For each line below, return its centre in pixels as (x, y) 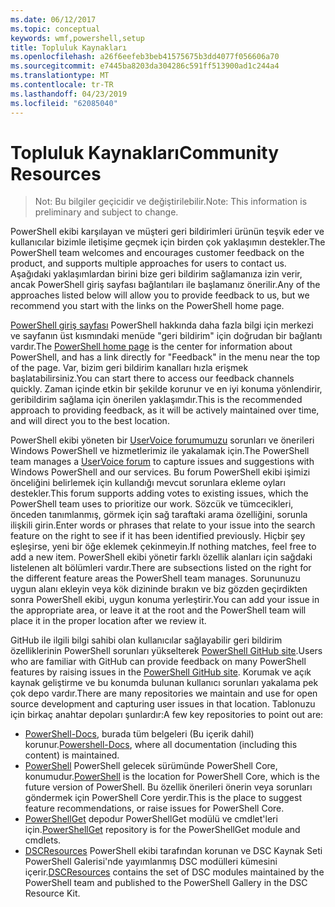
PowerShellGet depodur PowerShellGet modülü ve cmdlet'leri (151, 819)
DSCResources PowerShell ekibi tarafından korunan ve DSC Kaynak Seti (173, 851)
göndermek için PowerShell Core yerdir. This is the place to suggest (163, 798)
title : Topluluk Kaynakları (69, 47)
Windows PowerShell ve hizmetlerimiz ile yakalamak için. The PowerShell (160, 451)
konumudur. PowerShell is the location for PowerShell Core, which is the (172, 777)
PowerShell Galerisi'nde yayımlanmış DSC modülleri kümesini (151, 862)
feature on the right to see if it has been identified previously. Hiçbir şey (158, 536)
